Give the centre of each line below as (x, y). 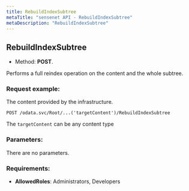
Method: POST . (34, 62)
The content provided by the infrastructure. (60, 102)
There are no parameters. (38, 153)
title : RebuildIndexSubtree (41, 12)
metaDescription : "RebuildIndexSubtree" (58, 23)
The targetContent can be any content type (60, 124)
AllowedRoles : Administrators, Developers (67, 181)
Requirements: (28, 168)
